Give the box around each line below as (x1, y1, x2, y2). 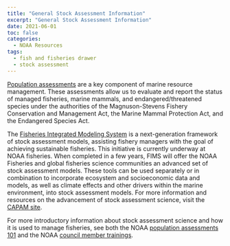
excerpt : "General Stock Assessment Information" (7, 16, 152, 23)
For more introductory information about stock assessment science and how (7, 216, 223, 224)
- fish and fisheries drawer (13, 55, 97, 62)
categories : (7, 36, 41, 43)
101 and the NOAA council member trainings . (7, 231, 134, 239)
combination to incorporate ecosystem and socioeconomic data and (7, 173, 200, 182)
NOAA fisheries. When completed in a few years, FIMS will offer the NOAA (7, 152, 218, 160)
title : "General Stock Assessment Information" (7, 10, 146, 17)
